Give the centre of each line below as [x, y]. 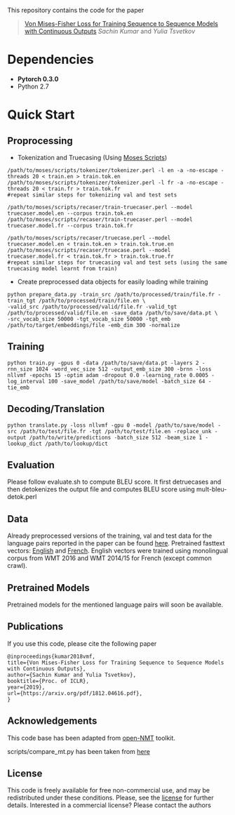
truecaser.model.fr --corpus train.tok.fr [70, 225]
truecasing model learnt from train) [62, 269]
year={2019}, [26, 687]
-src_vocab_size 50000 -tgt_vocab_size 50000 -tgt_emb [89, 319]
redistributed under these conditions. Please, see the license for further [110, 798]
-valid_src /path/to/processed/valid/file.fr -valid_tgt [92, 307]
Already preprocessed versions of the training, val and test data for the [110, 536]
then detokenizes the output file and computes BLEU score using [101, 489]
